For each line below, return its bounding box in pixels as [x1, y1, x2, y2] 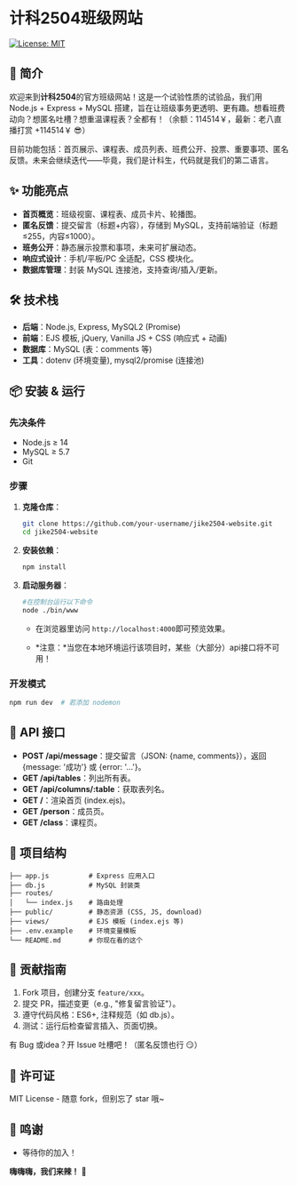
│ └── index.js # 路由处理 [9, 898, 124, 907]
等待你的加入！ [21, 1147, 77, 1157]
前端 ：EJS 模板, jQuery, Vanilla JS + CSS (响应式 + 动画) [21, 332, 228, 343]
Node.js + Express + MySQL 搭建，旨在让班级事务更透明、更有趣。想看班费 [9, 102, 285, 113]
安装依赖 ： [21, 545, 62, 556]
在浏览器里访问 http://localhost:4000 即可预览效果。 [35, 623, 231, 634]
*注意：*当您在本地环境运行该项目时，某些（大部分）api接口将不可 [35, 642, 280, 653]
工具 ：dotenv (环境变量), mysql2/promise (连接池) [21, 355, 205, 365]
